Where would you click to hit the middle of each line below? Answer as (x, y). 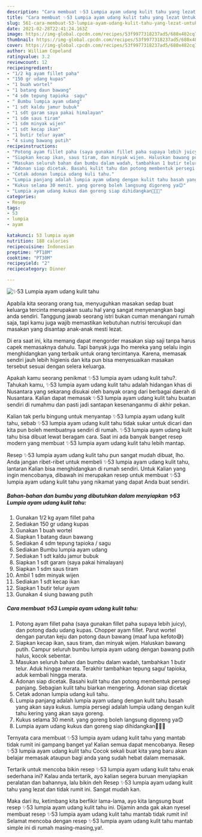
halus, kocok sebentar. (43, 655)
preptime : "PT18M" (30, 252)
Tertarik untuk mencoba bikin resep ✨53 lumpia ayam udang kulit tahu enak (100, 769)
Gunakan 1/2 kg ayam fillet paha (55, 517)
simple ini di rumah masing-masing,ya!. (55, 827)
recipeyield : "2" (28, 263)
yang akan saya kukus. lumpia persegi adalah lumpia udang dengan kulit (105, 707)
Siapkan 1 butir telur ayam (47, 588)
